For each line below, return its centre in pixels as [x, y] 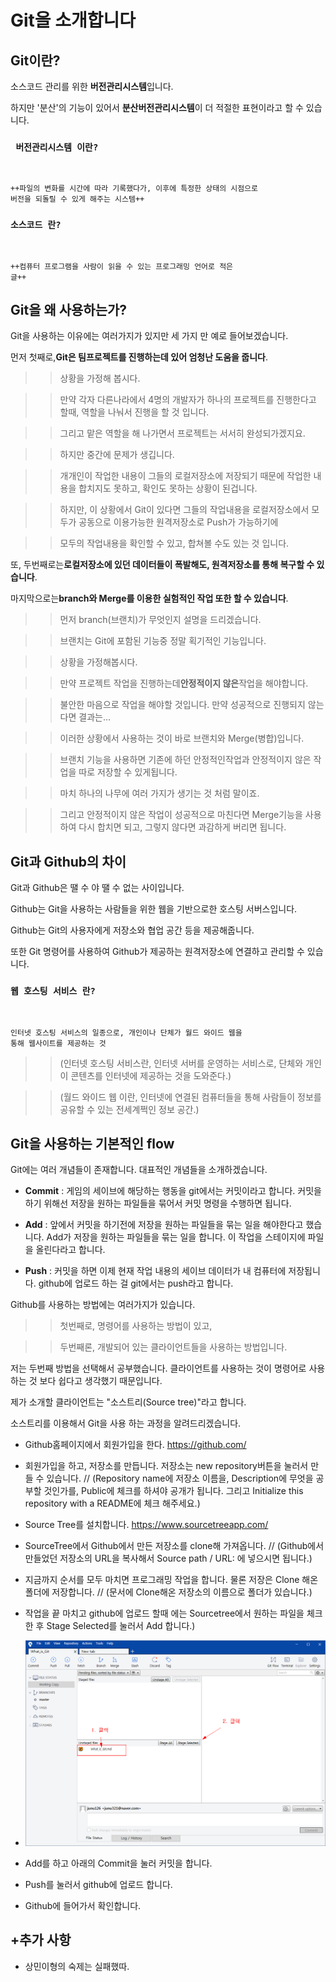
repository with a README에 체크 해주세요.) [112, 1503]
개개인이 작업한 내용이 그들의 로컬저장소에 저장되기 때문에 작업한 [185, 476]
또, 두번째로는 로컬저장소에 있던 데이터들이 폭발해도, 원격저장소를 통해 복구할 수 [162, 565]
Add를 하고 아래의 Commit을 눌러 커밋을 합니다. [118, 1863]
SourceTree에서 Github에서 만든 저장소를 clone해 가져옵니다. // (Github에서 [174, 1546]
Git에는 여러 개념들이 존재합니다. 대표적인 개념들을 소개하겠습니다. [139, 1170]
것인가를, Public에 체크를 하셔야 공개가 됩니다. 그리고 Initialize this [173, 1491]
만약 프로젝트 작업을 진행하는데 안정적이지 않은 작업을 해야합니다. [184, 683]
